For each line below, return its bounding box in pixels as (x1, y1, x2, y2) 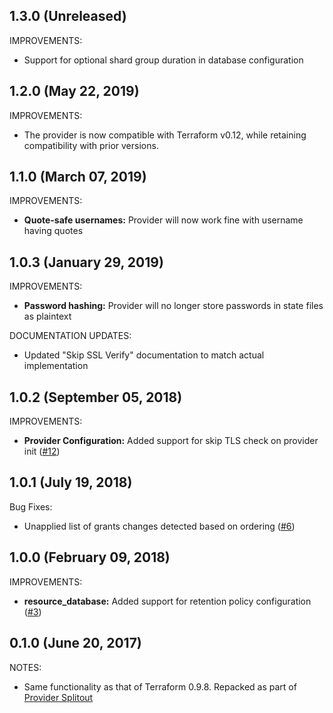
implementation (23, 360, 89, 372)
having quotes (23, 225, 84, 237)
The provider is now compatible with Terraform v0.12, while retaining (23, 129, 307, 141)
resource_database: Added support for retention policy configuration (23, 595, 312, 607)
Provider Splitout (23, 691, 94, 703)
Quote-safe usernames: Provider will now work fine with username (23, 214, 304, 226)
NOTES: (9, 661, 42, 673)
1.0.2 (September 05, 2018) (9, 389, 183, 406)
